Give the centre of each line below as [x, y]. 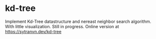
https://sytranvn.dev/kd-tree [33, 31]
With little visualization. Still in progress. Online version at [62, 26]
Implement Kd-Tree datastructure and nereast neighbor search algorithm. [78, 21]
